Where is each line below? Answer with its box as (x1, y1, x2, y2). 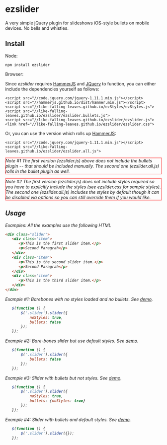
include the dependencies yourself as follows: (5, 86, 99, 92)
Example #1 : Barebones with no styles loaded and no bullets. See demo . (5, 296, 153, 302)
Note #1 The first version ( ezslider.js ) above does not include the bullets (5, 157, 153, 163)
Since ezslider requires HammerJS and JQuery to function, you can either (5, 80, 157, 86)
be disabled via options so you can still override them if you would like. (5, 194, 151, 200)
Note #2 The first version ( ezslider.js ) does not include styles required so (5, 178, 155, 184)
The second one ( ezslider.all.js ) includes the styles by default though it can (5, 189, 160, 195)
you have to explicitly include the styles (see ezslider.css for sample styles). (5, 184, 161, 190)
